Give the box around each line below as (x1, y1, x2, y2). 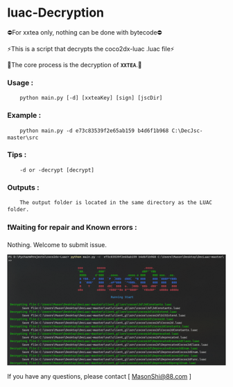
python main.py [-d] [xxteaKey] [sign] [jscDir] (19, 95, 163, 102)
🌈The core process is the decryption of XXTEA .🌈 (7, 60, 142, 69)
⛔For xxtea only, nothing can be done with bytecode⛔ (7, 28, 162, 36)
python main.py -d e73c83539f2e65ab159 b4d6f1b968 (19, 127, 169, 134)
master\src (7, 134, 39, 141)
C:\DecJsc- (171, 127, 203, 134)
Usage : (7, 78, 34, 87)
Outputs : (7, 182, 40, 192)
